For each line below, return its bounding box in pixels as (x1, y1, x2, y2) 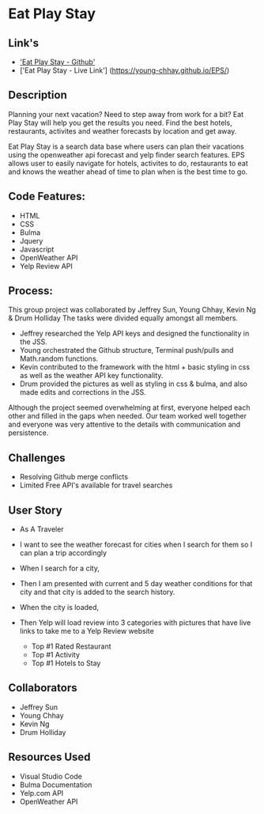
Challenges (8, 451, 66, 464)
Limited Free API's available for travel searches (19, 480, 173, 490)
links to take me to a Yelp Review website (19, 627, 154, 636)
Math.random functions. (19, 354, 99, 364)
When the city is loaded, (19, 603, 100, 612)
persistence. (8, 428, 49, 437)
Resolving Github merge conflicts (19, 472, 129, 482)
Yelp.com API (19, 788, 64, 797)
